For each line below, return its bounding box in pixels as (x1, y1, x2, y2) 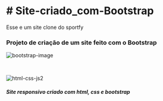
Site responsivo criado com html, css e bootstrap (6, 88, 130, 95)
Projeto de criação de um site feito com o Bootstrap (6, 38, 157, 47)
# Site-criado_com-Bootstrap (6, 4, 154, 18)
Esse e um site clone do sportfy (6, 24, 84, 31)
